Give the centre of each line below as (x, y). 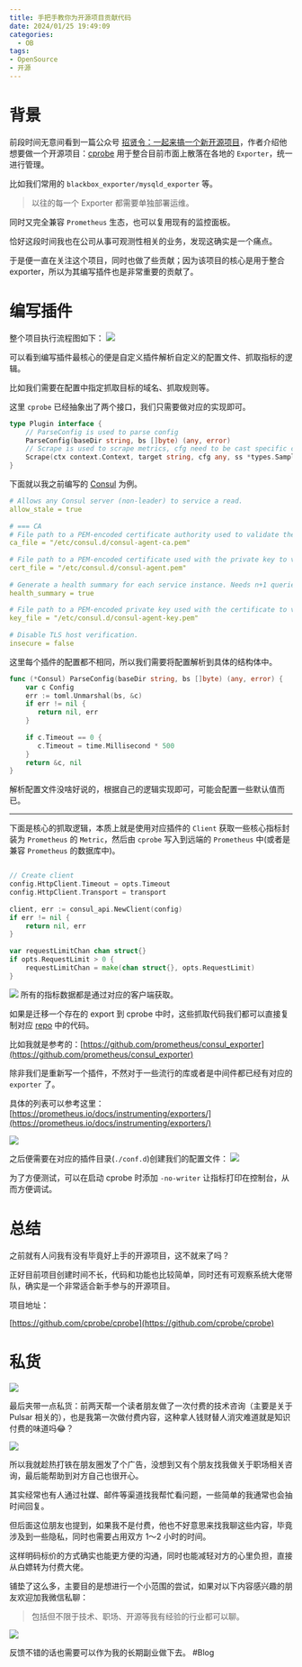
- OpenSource (34, 59)
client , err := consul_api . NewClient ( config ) (96, 909)
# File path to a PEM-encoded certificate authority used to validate (144, 534)
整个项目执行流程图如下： (57, 338)
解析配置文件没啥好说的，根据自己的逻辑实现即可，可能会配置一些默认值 (143, 789)
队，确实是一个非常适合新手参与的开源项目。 (92, 1286)
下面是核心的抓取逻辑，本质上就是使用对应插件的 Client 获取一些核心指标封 (150, 828)
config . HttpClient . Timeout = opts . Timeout (90, 884)
